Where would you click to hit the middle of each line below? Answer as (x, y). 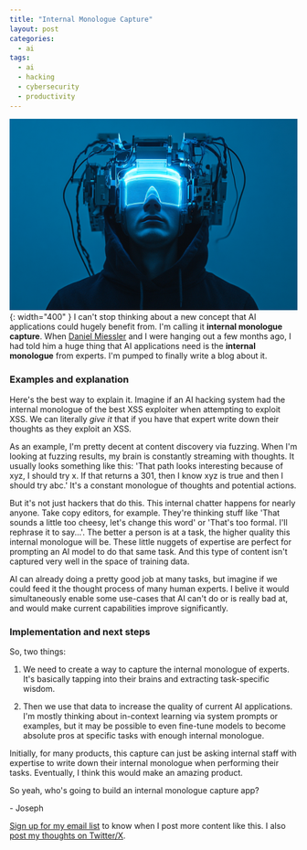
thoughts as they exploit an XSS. (71, 429)
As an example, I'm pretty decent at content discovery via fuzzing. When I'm (153, 446)
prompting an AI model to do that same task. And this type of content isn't (148, 551)
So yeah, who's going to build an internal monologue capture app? (134, 790)
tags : (20, 58)
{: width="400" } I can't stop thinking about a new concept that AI (133, 317)
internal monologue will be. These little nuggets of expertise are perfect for (151, 542)
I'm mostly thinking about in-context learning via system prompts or (150, 716)
